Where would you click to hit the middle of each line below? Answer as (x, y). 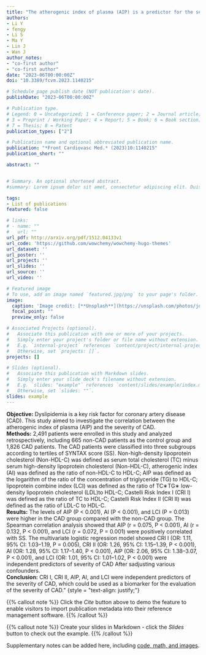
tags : (13, 198)
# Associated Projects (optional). (52, 328)
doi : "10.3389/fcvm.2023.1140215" (51, 80)
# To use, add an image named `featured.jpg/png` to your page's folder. (103, 294)
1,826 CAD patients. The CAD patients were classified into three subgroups (101, 446)
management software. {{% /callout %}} (57, 615)
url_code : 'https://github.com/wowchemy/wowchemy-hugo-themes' (89, 243)
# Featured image (29, 289)
